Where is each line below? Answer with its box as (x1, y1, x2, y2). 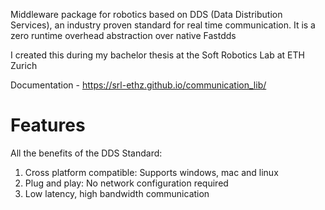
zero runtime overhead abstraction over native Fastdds (10, 30, 237, 41)
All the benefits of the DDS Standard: (10, 147, 163, 159)
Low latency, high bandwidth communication (24, 187, 210, 199)
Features (10, 114, 86, 137)
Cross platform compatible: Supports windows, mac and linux (24, 166, 279, 178)
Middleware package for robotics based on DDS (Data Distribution (10, 9, 283, 20)
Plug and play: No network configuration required (24, 177, 229, 189)
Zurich (10, 60, 38, 71)
